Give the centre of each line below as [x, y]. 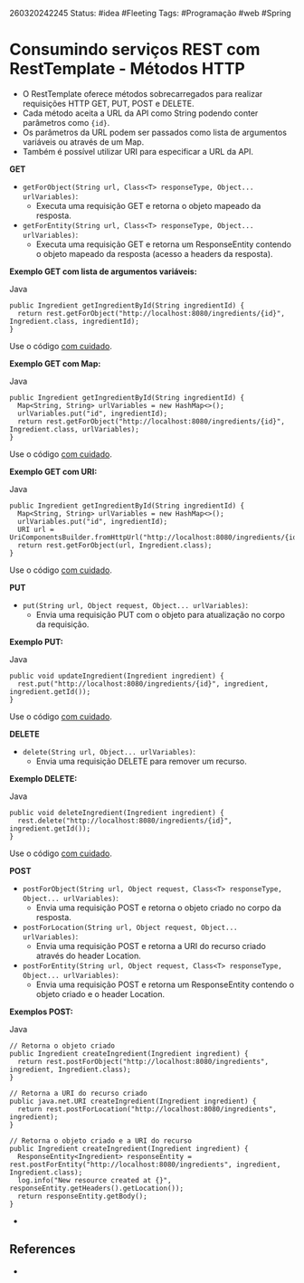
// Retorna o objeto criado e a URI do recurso [101, 1140]
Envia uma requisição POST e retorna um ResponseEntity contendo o [165, 984]
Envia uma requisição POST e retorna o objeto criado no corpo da [159, 908]
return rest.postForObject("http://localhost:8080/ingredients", [143, 1061]
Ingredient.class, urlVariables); [75, 429]
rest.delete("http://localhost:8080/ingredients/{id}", [125, 821]
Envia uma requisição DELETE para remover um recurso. [141, 761]
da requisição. [62, 624]
